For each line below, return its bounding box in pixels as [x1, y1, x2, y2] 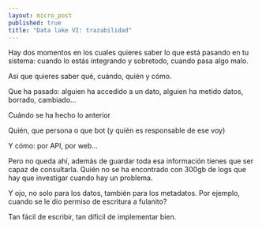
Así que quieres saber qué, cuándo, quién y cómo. [8, 72, 172, 81]
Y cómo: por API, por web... [8, 141, 99, 151]
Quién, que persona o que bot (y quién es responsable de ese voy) [8, 126, 226, 135]
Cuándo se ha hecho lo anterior [8, 111, 111, 120]
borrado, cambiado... [8, 96, 77, 105]
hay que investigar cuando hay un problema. [8, 173, 153, 182]
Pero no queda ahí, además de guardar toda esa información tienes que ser [8, 156, 254, 166]
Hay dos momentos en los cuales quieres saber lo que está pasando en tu [8, 48, 249, 58]
